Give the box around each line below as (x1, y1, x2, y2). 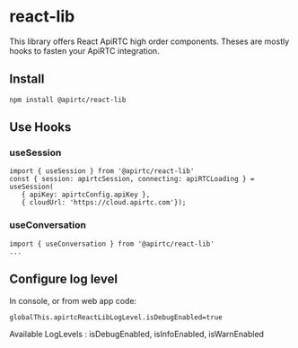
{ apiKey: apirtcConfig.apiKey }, (21, 190, 151, 199)
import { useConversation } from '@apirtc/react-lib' (9, 239, 215, 248)
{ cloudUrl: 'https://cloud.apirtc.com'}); (21, 198, 187, 207)
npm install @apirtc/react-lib (9, 95, 127, 104)
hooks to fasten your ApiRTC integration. (9, 45, 160, 56)
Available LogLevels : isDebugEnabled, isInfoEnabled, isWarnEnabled (9, 328, 265, 339)
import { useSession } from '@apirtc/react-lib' (9, 167, 195, 176)
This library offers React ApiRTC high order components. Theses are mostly (9, 36, 290, 47)
